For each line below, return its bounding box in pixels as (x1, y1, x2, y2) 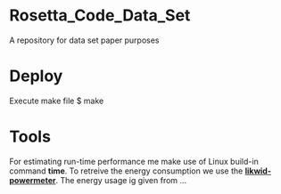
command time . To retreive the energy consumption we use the (9, 166, 244, 176)
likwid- (244, 166, 272, 176)
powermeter (9, 174, 56, 185)
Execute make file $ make (9, 95, 104, 106)
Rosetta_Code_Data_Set (9, 5, 191, 26)
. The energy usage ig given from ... (55, 174, 187, 185)
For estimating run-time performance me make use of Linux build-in (9, 156, 259, 166)
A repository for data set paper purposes (9, 35, 160, 45)
